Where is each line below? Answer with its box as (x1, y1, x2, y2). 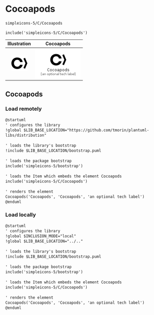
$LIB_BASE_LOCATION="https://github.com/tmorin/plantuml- (23, 128, 149, 133)
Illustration (7, 40, 32, 47)
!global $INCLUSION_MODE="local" (5, 234, 76, 239)
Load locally (5, 211, 36, 218)
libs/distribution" (5, 133, 47, 138)
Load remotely (5, 105, 42, 112)
